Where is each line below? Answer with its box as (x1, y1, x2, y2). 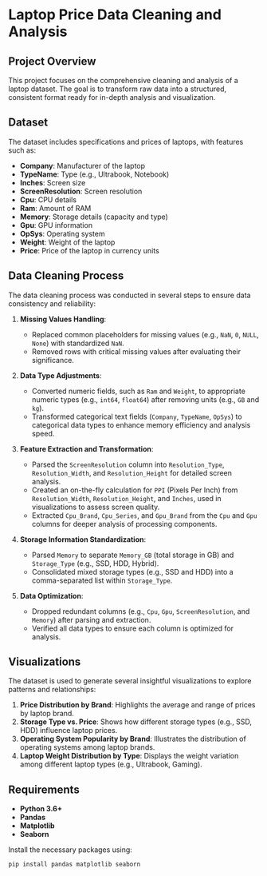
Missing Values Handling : (19, 314, 107, 324)
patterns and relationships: (8, 685, 96, 695)
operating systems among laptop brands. (19, 743, 155, 752)
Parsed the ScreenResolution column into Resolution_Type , (31, 460, 225, 469)
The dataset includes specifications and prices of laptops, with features (8, 137, 244, 146)
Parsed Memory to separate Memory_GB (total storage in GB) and (31, 550, 234, 559)
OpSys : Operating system (19, 229, 105, 238)
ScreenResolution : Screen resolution (19, 186, 143, 196)
